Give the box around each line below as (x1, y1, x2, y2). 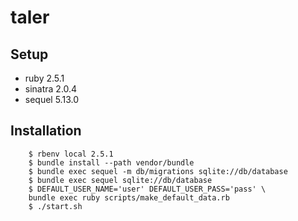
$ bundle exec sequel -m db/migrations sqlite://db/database (28, 166, 288, 176)
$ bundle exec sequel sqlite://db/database (28, 175, 213, 185)
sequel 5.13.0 (24, 94, 79, 105)
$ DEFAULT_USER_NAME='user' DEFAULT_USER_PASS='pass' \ (28, 184, 267, 194)
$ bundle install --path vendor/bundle (28, 157, 195, 168)
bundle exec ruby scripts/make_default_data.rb (28, 192, 230, 203)
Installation (10, 122, 82, 140)
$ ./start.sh (28, 201, 83, 211)
